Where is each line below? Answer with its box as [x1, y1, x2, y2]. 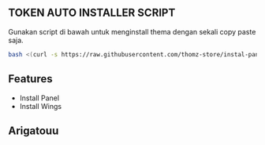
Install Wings [19, 101, 62, 111]
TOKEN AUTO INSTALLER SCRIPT [8, 6, 176, 20]
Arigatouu [8, 124, 59, 137]
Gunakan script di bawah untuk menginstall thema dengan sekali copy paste [8, 27, 256, 36]
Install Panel [19, 93, 60, 103]
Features [8, 72, 53, 85]
